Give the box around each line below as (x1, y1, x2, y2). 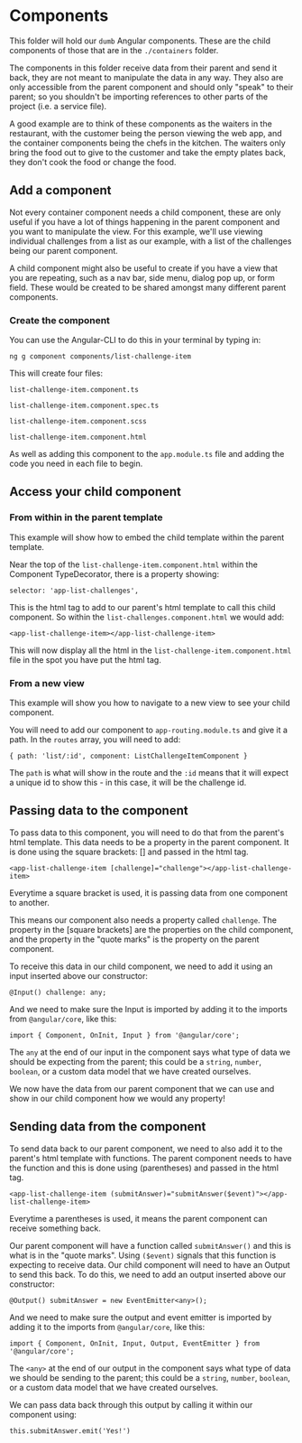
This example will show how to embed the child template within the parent (9, 532, 285, 543)
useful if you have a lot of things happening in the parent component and (9, 216, 280, 227)
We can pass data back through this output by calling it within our (9, 1399, 253, 1410)
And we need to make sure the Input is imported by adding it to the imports (9, 1003, 288, 1014)
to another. (9, 897, 50, 908)
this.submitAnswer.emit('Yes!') (9, 1426, 131, 1436)
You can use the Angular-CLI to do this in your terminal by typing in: (9, 335, 261, 346)
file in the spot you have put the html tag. (9, 654, 162, 665)
